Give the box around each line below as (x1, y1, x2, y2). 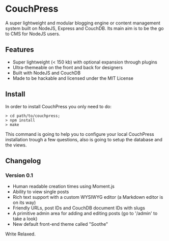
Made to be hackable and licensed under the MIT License (12, 75, 134, 81)
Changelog (5, 156, 41, 165)
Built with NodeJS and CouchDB (12, 70, 81, 76)
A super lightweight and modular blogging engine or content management (5, 20, 160, 26)
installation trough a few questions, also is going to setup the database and (5, 136, 163, 142)
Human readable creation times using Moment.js (12, 184, 115, 190)
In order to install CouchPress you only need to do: (5, 103, 112, 109)
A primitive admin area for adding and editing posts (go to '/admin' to (12, 210, 158, 217)
